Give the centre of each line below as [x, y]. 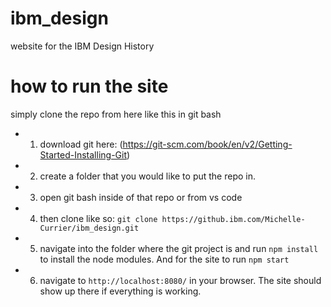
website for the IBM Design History [82, 46]
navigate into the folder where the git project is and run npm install [179, 248]
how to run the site [89, 86]
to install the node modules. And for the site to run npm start [164, 259]
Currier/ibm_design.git [89, 228]
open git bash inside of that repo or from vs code [141, 197]
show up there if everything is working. [120, 291]
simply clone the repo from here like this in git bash [116, 114]
